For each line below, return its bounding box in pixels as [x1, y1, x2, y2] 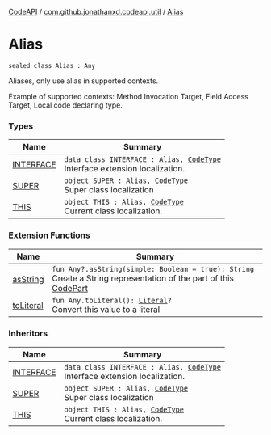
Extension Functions [8, 230, 90, 241]
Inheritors [8, 327, 48, 339]
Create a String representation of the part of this [52, 272, 234, 284]
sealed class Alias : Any [8, 61, 95, 70]
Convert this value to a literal [52, 303, 161, 315]
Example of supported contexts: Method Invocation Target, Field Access [8, 91, 248, 101]
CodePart [52, 282, 89, 294]
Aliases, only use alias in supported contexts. [8, 76, 159, 86]
